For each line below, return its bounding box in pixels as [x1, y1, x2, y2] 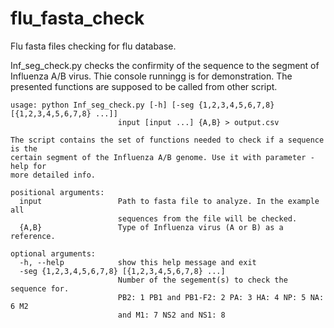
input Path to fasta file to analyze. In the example [19, 196, 320, 206]
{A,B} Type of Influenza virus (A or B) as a [19, 222, 284, 232]
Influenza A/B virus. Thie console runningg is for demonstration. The [10, 70, 293, 82]
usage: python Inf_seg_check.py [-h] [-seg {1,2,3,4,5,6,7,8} [10, 100, 275, 110]
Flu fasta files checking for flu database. [10, 40, 177, 52]
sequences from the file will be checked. [117, 213, 298, 224]
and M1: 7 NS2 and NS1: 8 [117, 310, 226, 320]
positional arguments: [10, 187, 105, 197]
